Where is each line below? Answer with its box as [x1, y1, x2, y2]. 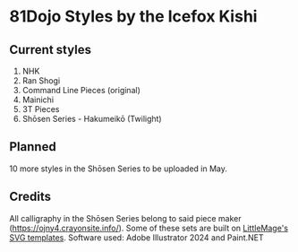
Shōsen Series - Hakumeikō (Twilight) [21, 114, 163, 124]
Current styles [9, 42, 92, 57]
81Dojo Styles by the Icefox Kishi [9, 6, 258, 27]
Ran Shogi [21, 75, 61, 86]
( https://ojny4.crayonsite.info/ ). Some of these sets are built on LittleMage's [9, 222, 289, 233]
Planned [9, 139, 56, 154]
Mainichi [21, 94, 55, 105]
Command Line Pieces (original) [21, 85, 140, 95]
